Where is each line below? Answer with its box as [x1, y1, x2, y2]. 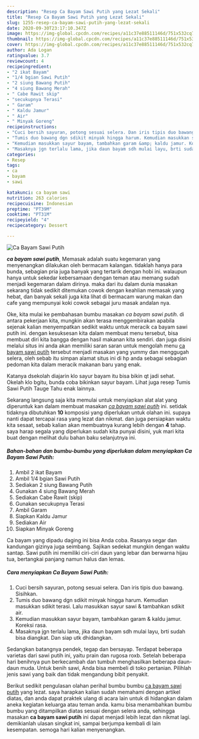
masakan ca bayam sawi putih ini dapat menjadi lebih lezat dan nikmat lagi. [6, 713, 191, 721]
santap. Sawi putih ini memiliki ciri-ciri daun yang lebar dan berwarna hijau [6, 549, 188, 556]
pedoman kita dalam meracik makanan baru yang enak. [6, 361, 142, 368]
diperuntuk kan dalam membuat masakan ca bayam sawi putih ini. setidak [6, 402, 188, 409]
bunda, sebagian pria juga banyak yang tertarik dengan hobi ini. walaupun [6, 268, 187, 275]
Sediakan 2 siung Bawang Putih [15, 481, 93, 488]
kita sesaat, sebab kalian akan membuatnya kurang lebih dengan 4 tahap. [6, 421, 186, 428]
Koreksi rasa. [15, 621, 48, 629]
